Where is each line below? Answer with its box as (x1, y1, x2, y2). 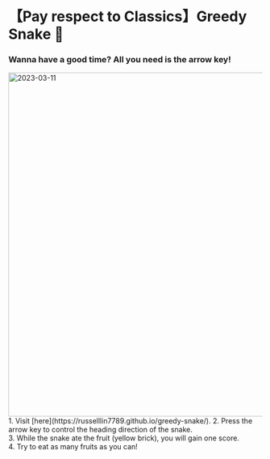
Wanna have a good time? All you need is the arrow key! (8, 54, 231, 65)
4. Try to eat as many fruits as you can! (8, 442, 139, 452)
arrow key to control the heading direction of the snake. (8, 425, 193, 435)
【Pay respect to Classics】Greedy (8, 7, 247, 26)
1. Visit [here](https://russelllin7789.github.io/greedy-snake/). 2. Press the (8, 416, 253, 426)
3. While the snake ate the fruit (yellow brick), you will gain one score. (8, 433, 240, 443)
